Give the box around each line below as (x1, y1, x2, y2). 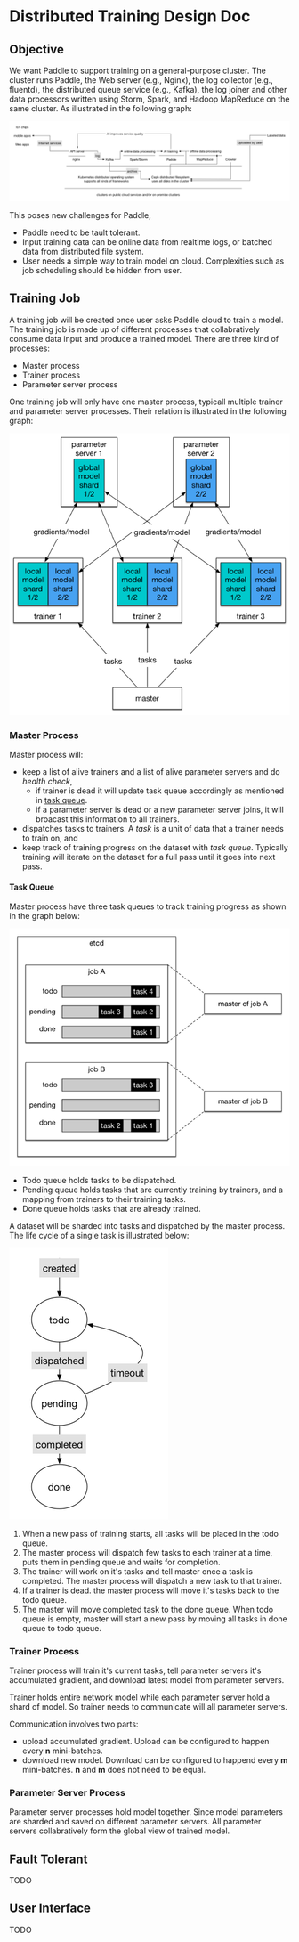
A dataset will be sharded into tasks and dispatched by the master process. (9, 1220, 286, 1231)
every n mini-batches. (21, 1745, 104, 1756)
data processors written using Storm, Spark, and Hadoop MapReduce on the (9, 93, 290, 104)
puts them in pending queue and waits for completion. (21, 1556, 221, 1567)
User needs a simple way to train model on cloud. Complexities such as (21, 256, 285, 266)
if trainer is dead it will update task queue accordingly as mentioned (35, 785, 285, 796)
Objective (9, 42, 65, 57)
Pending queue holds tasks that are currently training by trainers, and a (21, 1184, 283, 1195)
